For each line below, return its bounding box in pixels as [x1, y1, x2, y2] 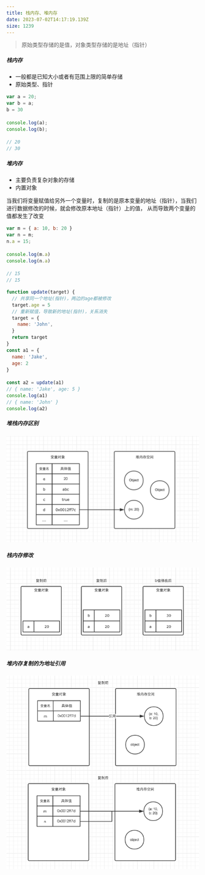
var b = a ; [6, 100, 34, 107]
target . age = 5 [12, 301, 51, 308]
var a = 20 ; [6, 94, 37, 100]
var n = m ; [6, 232, 34, 238]
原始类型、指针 [15, 80, 53, 88]
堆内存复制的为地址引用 [6, 659, 65, 667]
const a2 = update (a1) [6, 379, 64, 386]
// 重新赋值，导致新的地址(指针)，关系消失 [12, 308, 108, 314]
